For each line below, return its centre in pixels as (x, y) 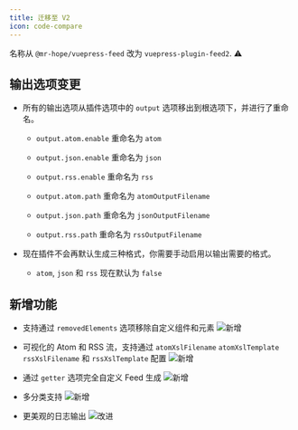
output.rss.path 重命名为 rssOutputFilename (119, 234)
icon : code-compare (46, 26)
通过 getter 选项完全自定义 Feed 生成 (92, 377)
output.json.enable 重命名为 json (98, 158)
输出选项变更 (45, 84)
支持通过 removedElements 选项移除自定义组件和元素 (118, 328)
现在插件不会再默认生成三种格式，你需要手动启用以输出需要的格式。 (149, 253)
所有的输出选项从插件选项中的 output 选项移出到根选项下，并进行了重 (152, 108)
